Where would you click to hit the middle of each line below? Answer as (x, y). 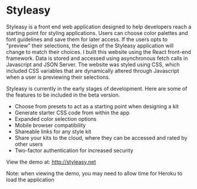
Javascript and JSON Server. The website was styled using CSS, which (93, 64)
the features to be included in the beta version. (63, 95)
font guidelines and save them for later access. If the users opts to (87, 39)
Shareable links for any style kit (53, 132)
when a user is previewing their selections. (58, 77)
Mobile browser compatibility (50, 125)
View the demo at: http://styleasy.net (51, 162)
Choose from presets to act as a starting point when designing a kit (97, 106)
